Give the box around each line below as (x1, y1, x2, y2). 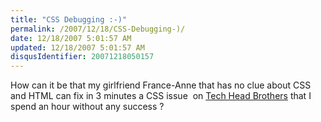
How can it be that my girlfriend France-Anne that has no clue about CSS (10, 79, 312, 91)
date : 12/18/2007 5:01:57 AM (10, 33, 132, 43)
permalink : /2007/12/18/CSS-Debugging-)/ (10, 24, 186, 34)
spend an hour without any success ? (10, 101, 165, 113)
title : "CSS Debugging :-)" (10, 14, 128, 25)
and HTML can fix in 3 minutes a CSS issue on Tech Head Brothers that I (10, 90, 312, 102)
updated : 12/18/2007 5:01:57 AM (10, 42, 145, 53)
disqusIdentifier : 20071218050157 (10, 52, 155, 62)
